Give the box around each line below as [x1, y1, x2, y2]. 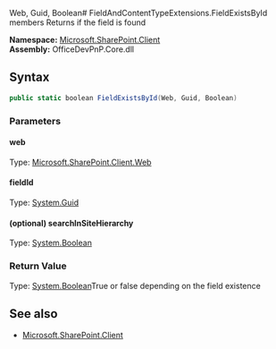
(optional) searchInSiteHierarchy [9, 217, 134, 228]
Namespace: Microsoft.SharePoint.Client [9, 35, 161, 45]
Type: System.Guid [9, 197, 79, 209]
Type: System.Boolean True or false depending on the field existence [9, 280, 261, 291]
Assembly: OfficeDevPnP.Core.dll [9, 44, 135, 55]
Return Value [9, 260, 67, 272]
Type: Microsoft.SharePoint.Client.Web [9, 157, 152, 167]
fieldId [9, 177, 34, 188]
